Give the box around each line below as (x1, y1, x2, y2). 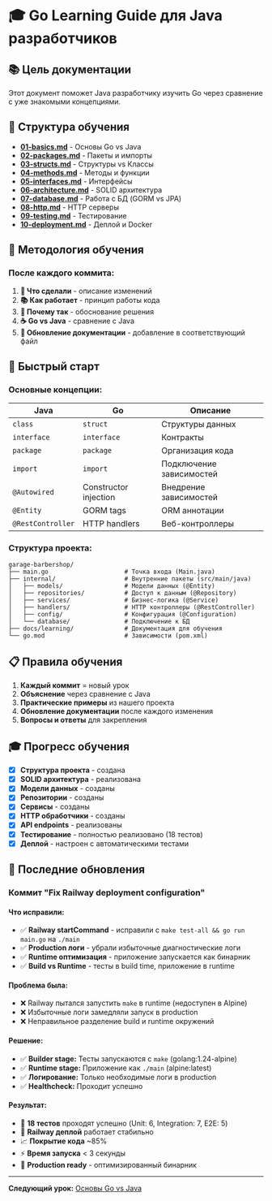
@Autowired (12, 488, 54, 497)
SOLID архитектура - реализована (19, 775, 142, 784)
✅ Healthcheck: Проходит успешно (19, 1081, 143, 1091)
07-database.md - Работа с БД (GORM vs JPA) (19, 193, 182, 203)
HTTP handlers (82, 518, 140, 529)
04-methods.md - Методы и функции (19, 167, 150, 177)
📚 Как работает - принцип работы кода (19, 295, 160, 305)
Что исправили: (8, 907, 65, 917)
